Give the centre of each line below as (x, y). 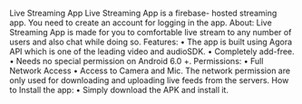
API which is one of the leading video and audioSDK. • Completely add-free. (152, 52)
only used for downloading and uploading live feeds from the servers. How (149, 80)
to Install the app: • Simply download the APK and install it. (119, 90)
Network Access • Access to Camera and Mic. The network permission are (150, 71)
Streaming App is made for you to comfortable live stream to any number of (151, 32)
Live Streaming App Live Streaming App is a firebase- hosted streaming (143, 13)
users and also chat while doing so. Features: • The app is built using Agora (151, 42)
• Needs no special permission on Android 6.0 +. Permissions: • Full (136, 61)
